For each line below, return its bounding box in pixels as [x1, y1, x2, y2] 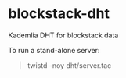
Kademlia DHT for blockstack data [8, 30, 119, 40]
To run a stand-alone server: [8, 45, 100, 55]
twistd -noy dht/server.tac [27, 60, 112, 70]
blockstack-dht [8, 5, 110, 23]
